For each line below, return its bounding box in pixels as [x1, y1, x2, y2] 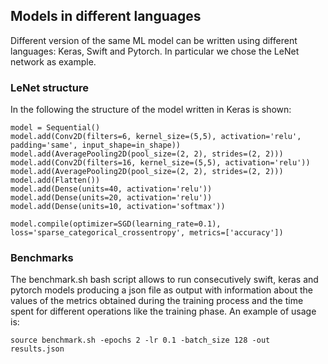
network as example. [10, 55, 97, 68]
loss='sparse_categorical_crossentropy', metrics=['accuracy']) [10, 228, 284, 238]
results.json [10, 344, 65, 354]
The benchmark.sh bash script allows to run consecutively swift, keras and [10, 274, 319, 286]
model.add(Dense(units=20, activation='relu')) [10, 193, 213, 203]
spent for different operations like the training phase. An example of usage [10, 305, 317, 318]
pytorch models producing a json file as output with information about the [10, 284, 313, 296]
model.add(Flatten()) [10, 175, 101, 186]
